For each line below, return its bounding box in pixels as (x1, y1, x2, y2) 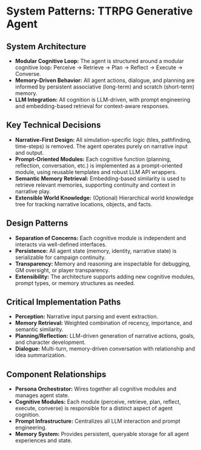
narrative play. (15, 187, 51, 195)
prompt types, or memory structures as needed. (15, 279, 135, 286)
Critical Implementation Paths (6, 297, 121, 307)
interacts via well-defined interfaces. (15, 241, 107, 248)
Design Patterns (6, 218, 68, 229)
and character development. (15, 338, 86, 346)
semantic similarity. (15, 326, 64, 333)
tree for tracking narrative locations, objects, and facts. (15, 200, 153, 207)
